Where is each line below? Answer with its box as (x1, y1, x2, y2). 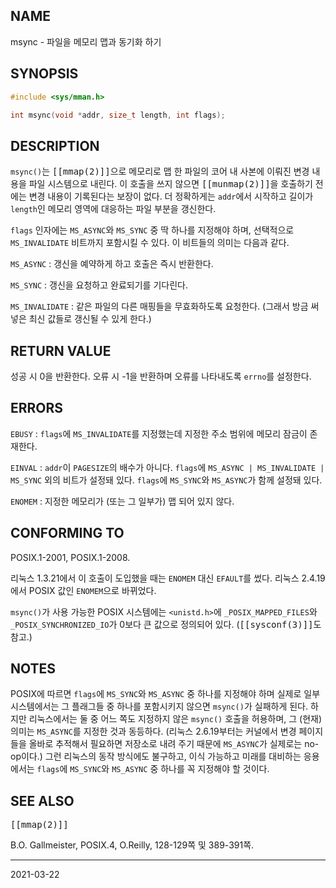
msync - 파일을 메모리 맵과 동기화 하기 (10, 35, 162, 48)
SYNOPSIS (10, 65, 79, 83)
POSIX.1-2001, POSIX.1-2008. (10, 551, 131, 563)
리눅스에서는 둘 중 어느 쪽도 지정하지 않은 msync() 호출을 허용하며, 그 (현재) (28, 713, 323, 725)
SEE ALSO (10, 792, 75, 809)
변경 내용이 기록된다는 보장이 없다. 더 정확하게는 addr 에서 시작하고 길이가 (28, 190, 314, 203)
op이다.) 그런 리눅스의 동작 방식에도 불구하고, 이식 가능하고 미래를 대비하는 (10, 750, 302, 763)
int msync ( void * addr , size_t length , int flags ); (10, 110, 226, 120)
